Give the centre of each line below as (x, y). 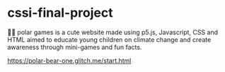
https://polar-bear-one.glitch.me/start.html (69, 60)
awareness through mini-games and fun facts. (75, 47)
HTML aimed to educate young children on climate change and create (109, 39)
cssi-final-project (60, 13)
